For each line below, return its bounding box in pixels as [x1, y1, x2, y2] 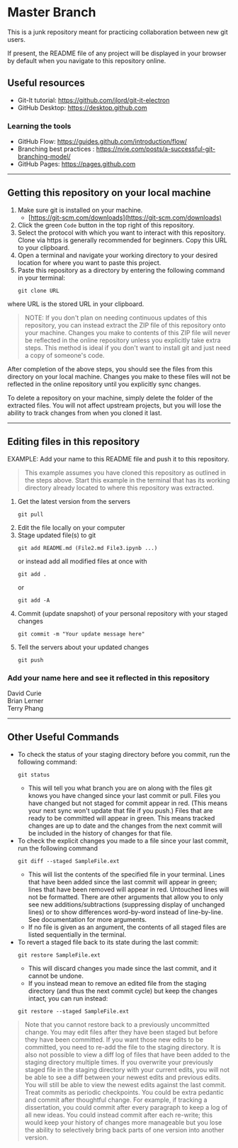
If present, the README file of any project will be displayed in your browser [7, 49, 227, 57]
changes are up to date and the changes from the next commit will [28, 821, 222, 830]
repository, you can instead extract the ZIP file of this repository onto [24, 320, 226, 330]
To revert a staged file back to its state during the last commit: [17, 938, 199, 946]
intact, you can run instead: [28, 994, 108, 1003]
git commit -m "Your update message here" [17, 630, 145, 638]
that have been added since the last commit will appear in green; [28, 877, 217, 886]
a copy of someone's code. [24, 351, 105, 359]
